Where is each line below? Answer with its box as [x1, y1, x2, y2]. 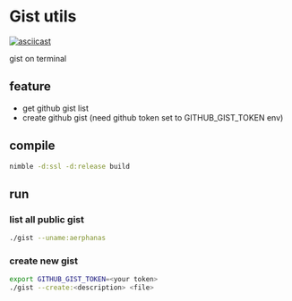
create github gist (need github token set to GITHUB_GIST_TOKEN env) [21, 112, 284, 122]
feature [9, 79, 52, 95]
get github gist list [21, 103, 90, 113]
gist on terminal [9, 53, 67, 63]
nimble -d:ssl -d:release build [9, 162, 130, 171]
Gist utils [9, 6, 77, 27]
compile [9, 138, 56, 154]
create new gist [9, 255, 79, 267]
